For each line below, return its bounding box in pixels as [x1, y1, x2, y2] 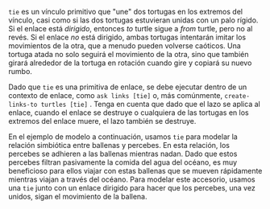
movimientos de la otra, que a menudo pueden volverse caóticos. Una [8, 41, 242, 51]
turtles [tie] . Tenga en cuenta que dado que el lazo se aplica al [40, 100, 260, 109]
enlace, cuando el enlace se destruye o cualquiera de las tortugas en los [8, 108, 249, 117]
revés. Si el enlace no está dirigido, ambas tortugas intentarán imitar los [8, 32, 247, 42]
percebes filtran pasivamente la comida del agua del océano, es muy [8, 158, 238, 167]
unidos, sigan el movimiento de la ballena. [8, 192, 147, 201]
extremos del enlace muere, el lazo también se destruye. [8, 117, 197, 125]
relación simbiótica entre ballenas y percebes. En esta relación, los [8, 141, 230, 150]
